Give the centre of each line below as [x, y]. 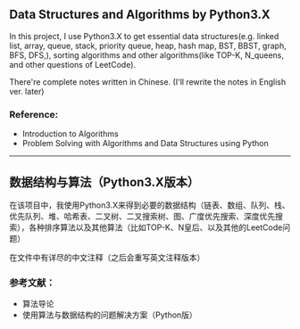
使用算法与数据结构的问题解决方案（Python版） [110, 315]
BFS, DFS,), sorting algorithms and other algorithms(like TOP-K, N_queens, [146, 55]
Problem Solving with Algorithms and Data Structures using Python [146, 144]
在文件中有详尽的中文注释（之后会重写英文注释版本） [107, 257]
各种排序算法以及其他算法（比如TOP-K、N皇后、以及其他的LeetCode [155, 227]
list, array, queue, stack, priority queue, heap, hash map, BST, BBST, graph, [148, 45]
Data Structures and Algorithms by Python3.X [140, 15]
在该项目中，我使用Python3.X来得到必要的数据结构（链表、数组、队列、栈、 [150, 205]
